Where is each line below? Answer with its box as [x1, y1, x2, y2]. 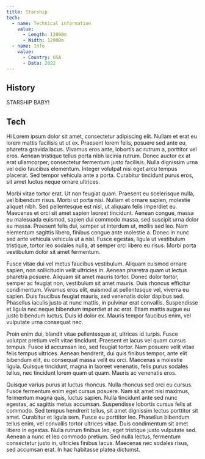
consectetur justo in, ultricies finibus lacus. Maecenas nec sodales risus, [6, 439, 189, 447]
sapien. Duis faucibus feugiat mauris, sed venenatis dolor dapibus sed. [6, 292, 184, 300]
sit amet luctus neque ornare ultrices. [6, 178, 101, 186]
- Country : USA [22, 54, 62, 60]
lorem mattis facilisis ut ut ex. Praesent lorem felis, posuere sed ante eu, [6, 139, 187, 146]
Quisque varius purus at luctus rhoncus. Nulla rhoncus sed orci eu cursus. [6, 381, 193, 388]
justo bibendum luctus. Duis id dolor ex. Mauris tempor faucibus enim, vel [6, 312, 191, 319]
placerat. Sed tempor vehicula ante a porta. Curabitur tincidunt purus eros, [6, 172, 194, 179]
